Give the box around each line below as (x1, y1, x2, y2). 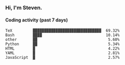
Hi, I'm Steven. (5, 4, 42, 11)
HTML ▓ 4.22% (5, 46, 120, 51)
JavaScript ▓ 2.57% (5, 55, 120, 60)
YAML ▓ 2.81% (5, 51, 120, 56)
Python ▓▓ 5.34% (5, 41, 120, 47)
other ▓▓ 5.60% (5, 37, 120, 42)
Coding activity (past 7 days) (5, 17, 68, 23)
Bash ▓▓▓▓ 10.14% (5, 33, 120, 38)
